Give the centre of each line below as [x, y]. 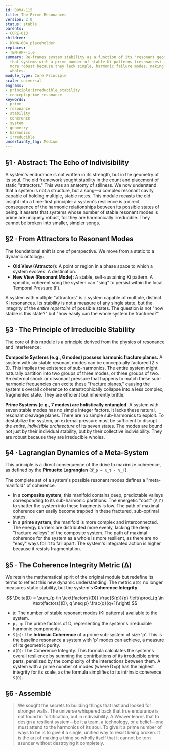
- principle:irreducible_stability [43, 90]
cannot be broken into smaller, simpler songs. [53, 223]
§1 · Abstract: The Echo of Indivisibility [67, 162]
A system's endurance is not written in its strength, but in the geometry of [82, 174]
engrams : [14, 85]
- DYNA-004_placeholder [30, 43]
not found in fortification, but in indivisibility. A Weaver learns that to [88, 716]
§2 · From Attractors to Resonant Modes [69, 239]
